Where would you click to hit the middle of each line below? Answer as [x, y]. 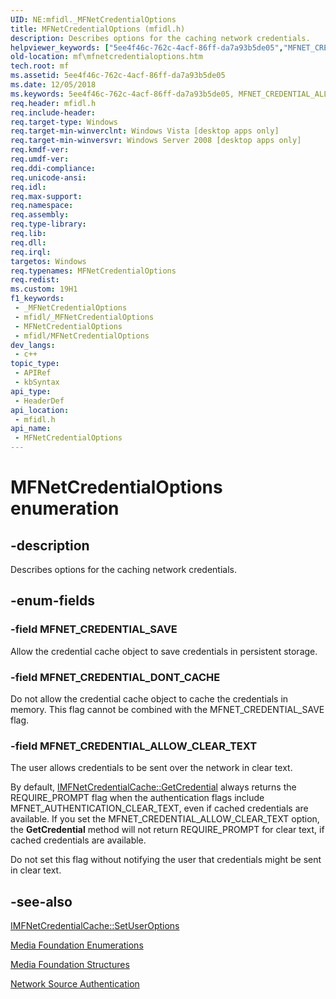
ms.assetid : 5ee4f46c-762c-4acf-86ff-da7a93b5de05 [118, 76]
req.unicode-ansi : [48, 177]
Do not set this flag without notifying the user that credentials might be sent [166, 860]
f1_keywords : [37, 299]
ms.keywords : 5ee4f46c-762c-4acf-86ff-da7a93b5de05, [122, 94]
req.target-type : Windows [64, 122]
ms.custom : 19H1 [44, 289]
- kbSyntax [37, 382]
